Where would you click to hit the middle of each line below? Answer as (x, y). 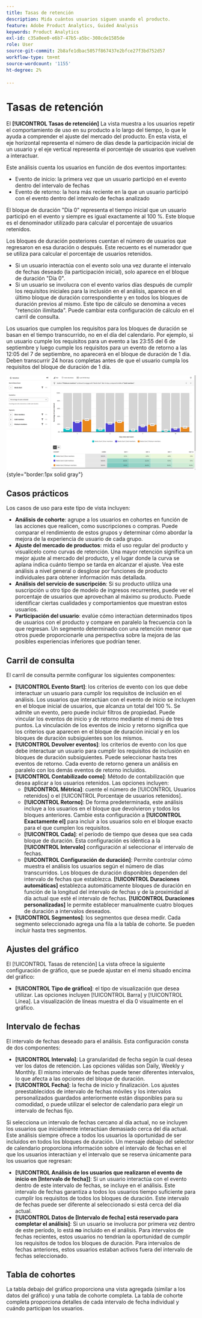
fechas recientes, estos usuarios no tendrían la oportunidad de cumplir (103, 1237)
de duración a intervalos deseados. (68, 911)
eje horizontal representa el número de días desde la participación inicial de (100, 143)
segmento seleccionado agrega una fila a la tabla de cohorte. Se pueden (105, 924)
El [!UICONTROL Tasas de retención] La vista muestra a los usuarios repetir (101, 124)
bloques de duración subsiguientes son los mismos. (79, 738)
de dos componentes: (33, 1048)
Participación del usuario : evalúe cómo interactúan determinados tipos (104, 616)
